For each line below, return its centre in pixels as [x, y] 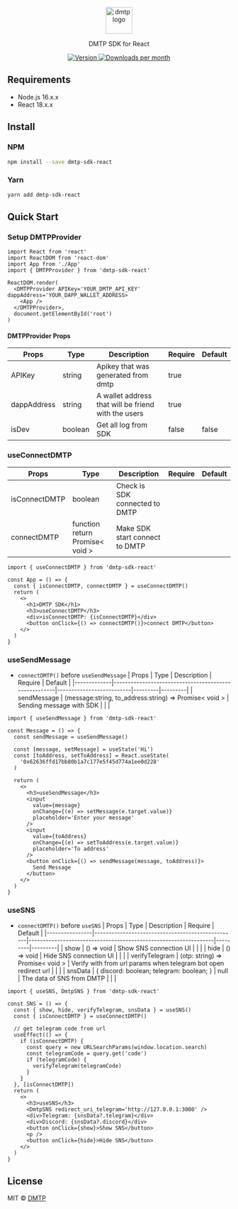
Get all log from [122, 425]
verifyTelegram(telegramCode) [77, 1066]
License [25, 1181]
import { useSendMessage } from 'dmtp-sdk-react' [82, 719]
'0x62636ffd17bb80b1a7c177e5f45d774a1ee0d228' [90, 762]
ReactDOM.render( [33, 283]
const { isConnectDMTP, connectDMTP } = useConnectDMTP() [101, 586]
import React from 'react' [47, 252]
